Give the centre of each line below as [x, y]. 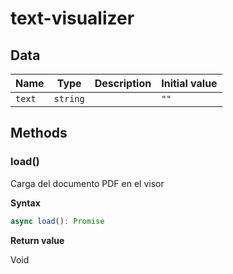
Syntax [25, 203]
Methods [39, 133]
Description [123, 83]
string [69, 98]
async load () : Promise [57, 221]
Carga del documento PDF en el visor [87, 183]
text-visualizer [72, 18]
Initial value [189, 83]
